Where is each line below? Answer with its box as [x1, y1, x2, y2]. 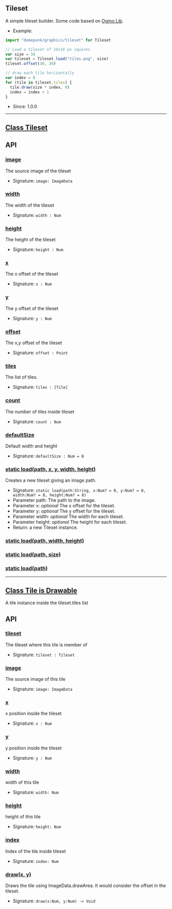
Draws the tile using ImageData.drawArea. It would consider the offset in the [5, 882, 166, 888]
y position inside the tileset [5, 745, 62, 751]
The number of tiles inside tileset [5, 408, 75, 414]
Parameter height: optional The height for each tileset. [12, 519, 127, 525]
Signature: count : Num [12, 418, 61, 425]
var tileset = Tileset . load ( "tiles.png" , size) [5, 56, 109, 62]
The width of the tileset [5, 202, 54, 208]
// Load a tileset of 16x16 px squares [5, 47, 91, 52]
